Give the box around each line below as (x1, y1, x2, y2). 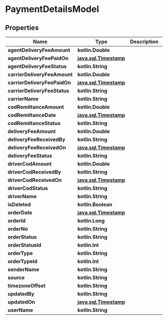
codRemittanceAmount (7, 103, 64, 110)
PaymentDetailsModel (5, 3, 99, 15)
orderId (7, 217, 26, 224)
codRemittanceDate (7, 111, 56, 118)
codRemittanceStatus (7, 120, 61, 126)
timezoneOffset (7, 282, 46, 289)
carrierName (7, 95, 39, 102)
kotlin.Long (77, 217, 105, 224)
